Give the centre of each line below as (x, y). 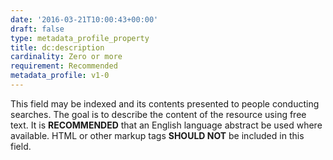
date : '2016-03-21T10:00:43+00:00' (84, 19)
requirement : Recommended (64, 66)
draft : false (37, 29)
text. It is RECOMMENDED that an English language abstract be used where (166, 125)
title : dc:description (57, 47)
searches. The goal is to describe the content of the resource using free (158, 114)
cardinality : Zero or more (66, 57)
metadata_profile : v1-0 (60, 76)
